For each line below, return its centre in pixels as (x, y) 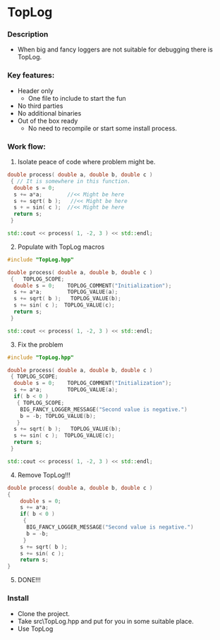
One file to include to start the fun (77, 98)
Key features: (31, 75)
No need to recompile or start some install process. (103, 128)
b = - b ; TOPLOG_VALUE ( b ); (58, 416)
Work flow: (26, 147)
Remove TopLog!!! (44, 475)
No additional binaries (49, 113)
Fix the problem (40, 344)
